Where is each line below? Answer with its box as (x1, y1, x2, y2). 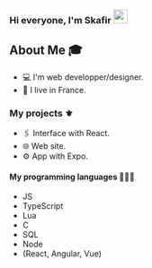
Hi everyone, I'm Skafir (9, 13, 112, 26)
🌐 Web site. (22, 141, 67, 151)
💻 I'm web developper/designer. (22, 72, 144, 82)
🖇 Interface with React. (22, 128, 111, 139)
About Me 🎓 (9, 43, 83, 58)
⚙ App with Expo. (22, 151, 88, 161)
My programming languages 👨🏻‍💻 (9, 171, 135, 182)
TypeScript (22, 201, 64, 212)
